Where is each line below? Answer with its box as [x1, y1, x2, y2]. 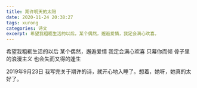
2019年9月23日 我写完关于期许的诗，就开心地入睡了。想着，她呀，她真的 [6, 68, 186, 75]
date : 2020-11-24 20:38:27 [6, 14, 73, 20]
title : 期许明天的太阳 [6, 8, 57, 15]
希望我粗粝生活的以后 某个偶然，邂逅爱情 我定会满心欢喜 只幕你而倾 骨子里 [6, 48, 190, 55]
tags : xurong [6, 20, 39, 26]
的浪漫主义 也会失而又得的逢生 [6, 55, 81, 62]
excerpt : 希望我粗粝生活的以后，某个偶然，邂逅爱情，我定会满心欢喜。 [6, 31, 159, 37]
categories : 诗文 [6, 25, 48, 32]
